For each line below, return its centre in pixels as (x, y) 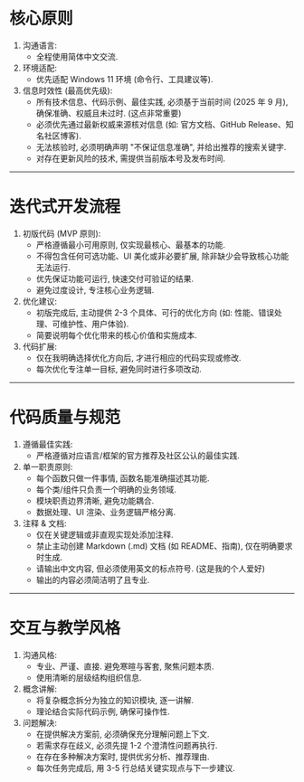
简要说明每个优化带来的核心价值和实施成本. (116, 334)
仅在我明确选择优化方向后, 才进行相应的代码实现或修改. (138, 357)
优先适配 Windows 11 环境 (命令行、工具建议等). (124, 79)
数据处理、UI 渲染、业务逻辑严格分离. (106, 512)
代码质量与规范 (65, 418)
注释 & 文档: (44, 523)
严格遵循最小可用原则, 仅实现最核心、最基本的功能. (131, 244)
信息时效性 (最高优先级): (67, 90)
